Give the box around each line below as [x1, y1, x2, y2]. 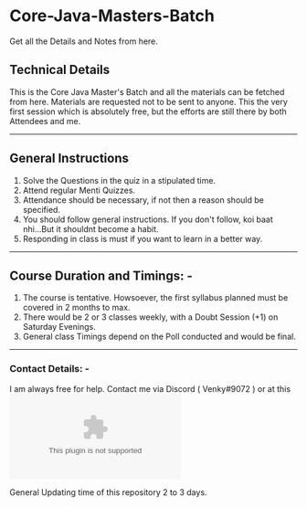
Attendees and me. [9, 115, 81, 126]
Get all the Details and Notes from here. [9, 36, 158, 47]
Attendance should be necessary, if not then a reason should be [22, 194, 265, 206]
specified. [22, 204, 61, 215]
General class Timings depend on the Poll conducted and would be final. [22, 331, 297, 343]
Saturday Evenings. [22, 322, 96, 333]
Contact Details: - [9, 363, 90, 375]
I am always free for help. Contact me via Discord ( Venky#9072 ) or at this [9, 383, 291, 394]
